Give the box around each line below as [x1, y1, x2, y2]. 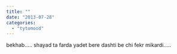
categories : [6, 20, 36, 26]
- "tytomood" [11, 25, 44, 31]
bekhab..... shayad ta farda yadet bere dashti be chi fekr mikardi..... [6, 42, 172, 49]
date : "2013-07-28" [6, 14, 55, 20]
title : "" [6, 8, 31, 15]
